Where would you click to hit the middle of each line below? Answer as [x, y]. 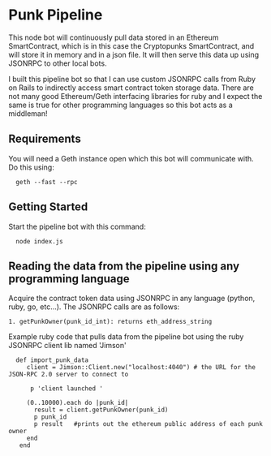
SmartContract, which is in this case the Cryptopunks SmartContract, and [131, 45]
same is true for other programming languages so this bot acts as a [120, 105]
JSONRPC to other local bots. [58, 63]
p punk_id [50, 417]
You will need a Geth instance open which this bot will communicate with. [131, 158]
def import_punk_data [52, 360]
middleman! [28, 113]
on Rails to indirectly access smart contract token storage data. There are [131, 88]
